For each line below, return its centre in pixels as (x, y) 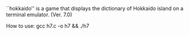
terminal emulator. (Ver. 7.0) (39, 15)
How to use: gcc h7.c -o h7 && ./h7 (48, 26)
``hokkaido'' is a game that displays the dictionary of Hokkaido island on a (95, 8)
